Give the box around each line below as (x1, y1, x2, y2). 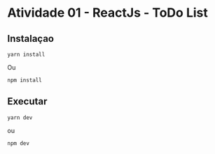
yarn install (7, 51, 46, 58)
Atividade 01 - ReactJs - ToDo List (7, 5, 208, 21)
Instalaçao (7, 33, 55, 45)
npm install (7, 77, 42, 84)
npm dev (7, 139, 30, 147)
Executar (7, 95, 48, 107)
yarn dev (7, 114, 33, 121)
